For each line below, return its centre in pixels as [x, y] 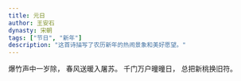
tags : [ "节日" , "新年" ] [45, 38]
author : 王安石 [31, 23]
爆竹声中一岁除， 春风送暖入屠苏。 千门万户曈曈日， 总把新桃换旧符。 [122, 69]
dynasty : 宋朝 [31, 30]
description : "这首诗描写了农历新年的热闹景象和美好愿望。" [97, 45]
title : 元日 [27, 15]
